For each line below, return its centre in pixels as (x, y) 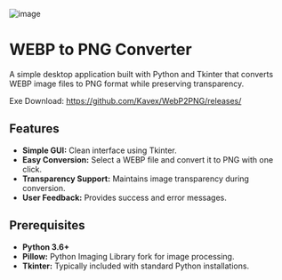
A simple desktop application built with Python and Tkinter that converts (141, 74)
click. (32, 169)
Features (34, 129)
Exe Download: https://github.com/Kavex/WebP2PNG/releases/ (125, 100)
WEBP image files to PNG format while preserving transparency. (127, 84)
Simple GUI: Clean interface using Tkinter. (100, 150)
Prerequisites (47, 225)
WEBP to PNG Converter (101, 50)
